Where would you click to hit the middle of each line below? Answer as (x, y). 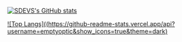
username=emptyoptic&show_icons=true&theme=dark (86, 31)
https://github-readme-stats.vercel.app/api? (111, 24)
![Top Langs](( (28, 24)
